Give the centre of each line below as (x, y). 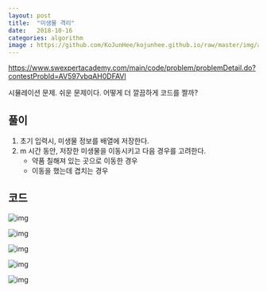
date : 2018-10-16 (41, 30)
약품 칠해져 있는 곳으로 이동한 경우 (85, 161)
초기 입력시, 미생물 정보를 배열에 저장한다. (84, 141)
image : (21, 45)
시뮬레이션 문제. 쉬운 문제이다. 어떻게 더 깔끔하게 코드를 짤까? (103, 93)
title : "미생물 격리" (42, 23)
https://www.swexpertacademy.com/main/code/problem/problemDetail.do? (132, 68)
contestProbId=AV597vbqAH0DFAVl (67, 76)
